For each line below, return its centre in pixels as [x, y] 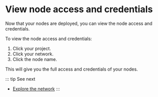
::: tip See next [20, 79]
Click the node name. [35, 59]
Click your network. [33, 54]
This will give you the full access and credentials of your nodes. [72, 69]
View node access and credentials [79, 9]
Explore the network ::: [36, 89]
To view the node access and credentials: [49, 39]
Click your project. [32, 48]
